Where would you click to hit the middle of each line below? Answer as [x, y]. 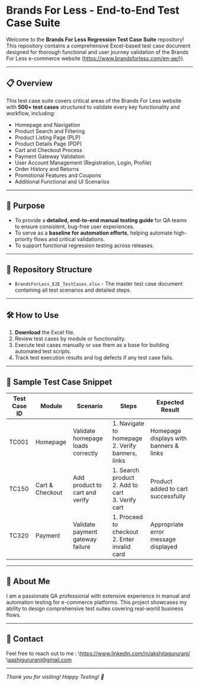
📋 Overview [30, 83]
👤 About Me [28, 582]
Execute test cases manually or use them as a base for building [92, 345]
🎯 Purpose [26, 206]
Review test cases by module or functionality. [70, 339]
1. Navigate [128, 423]
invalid [121, 547]
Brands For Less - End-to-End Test [93, 10]
